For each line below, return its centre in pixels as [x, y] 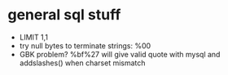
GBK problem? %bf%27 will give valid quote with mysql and [120, 54]
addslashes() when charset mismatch [82, 63]
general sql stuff [64, 15]
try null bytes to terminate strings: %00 [85, 45]
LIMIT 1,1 [34, 37]
